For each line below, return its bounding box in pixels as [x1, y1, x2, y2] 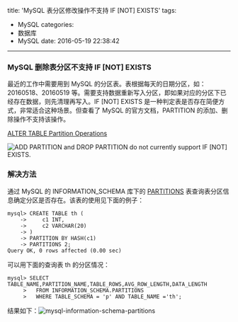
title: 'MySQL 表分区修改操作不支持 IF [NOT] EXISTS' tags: [7, 6, 177, 14]
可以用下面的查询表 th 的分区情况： [7, 260, 110, 269]
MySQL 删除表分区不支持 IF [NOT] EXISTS [7, 62, 152, 72]
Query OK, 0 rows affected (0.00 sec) [7, 247, 122, 254]
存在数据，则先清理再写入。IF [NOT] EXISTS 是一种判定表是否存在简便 [13, 98, 219, 106]
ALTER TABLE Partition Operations [7, 130, 108, 138]
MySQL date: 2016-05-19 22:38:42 [17, 37, 120, 45]
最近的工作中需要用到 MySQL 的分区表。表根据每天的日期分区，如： [7, 80, 207, 88]
